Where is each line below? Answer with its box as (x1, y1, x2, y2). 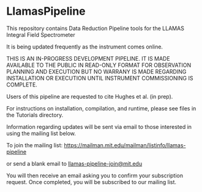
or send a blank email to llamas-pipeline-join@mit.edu (6, 159, 143, 167)
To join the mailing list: (6, 141, 63, 148)
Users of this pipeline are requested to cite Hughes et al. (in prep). (6, 93, 173, 100)
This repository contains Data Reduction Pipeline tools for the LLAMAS (6, 25, 185, 32)
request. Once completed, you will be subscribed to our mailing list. (6, 178, 176, 185)
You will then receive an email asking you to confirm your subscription (6, 172, 184, 179)
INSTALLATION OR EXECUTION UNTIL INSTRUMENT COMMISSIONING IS (6, 74, 193, 82)
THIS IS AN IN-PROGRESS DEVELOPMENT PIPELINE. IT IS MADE (6, 55, 170, 62)
